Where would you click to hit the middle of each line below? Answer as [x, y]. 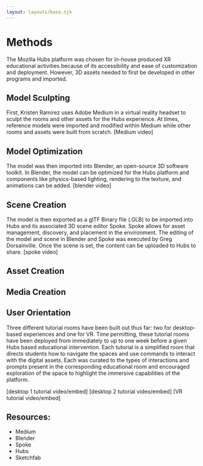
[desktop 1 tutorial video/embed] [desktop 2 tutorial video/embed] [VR [94, 391]
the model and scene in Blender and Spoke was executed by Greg [89, 239]
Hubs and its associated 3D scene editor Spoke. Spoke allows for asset [96, 226]
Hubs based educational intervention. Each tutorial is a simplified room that [101, 347]
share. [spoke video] [32, 252]
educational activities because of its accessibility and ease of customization [102, 65]
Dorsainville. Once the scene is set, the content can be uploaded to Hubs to [101, 246]
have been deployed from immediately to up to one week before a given [97, 341]
